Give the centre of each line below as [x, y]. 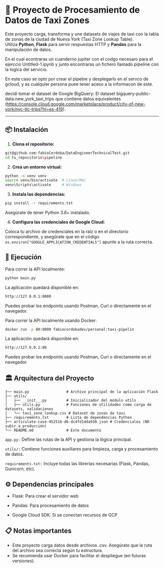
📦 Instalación [27, 130]
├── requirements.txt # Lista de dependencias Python [69, 418]
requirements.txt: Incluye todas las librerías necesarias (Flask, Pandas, [77, 464]
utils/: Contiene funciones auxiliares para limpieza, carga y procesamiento [82, 449]
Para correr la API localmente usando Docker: [51, 320]
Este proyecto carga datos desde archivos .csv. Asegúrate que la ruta [82, 545]
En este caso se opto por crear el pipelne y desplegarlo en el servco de [77, 79]
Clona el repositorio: [33, 144]
